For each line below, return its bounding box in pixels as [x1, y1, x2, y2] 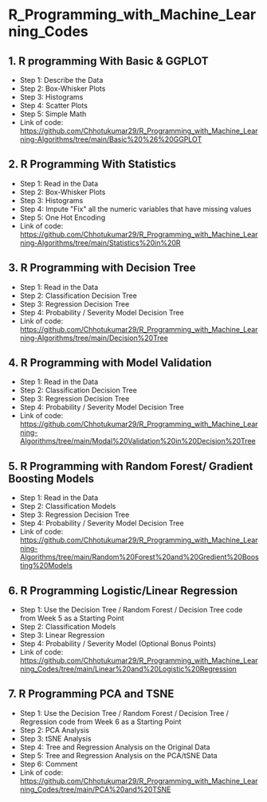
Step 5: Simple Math [19, 109, 87, 119]
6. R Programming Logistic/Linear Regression [8, 584, 238, 597]
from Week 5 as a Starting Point [19, 613, 125, 623]
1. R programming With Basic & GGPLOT [8, 54, 209, 68]
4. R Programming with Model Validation [8, 356, 213, 370]
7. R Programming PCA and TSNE [8, 687, 175, 701]
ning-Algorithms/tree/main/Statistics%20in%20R [19, 237, 181, 248]
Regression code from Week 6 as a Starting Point [19, 717, 182, 726]
